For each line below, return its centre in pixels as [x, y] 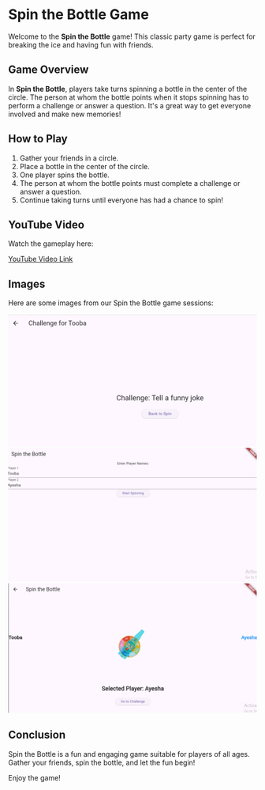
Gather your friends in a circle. [69, 158]
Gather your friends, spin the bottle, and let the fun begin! [102, 762]
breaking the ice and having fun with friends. [81, 44]
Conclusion [37, 735]
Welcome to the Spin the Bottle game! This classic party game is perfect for [132, 36]
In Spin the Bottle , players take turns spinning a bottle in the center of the [128, 89]
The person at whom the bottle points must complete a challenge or [130, 183]
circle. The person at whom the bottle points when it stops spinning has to [129, 97]
